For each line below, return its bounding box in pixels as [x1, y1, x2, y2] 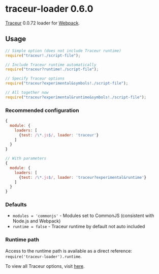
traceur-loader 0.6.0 [5, 3, 93, 15]
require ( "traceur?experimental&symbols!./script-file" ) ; [5, 81, 129, 86]
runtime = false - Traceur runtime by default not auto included [12, 224, 145, 230]
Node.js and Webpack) [12, 218, 61, 224]
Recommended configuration [5, 106, 80, 114]
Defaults [5, 201, 27, 208]
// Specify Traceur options [5, 76, 65, 81]
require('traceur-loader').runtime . [5, 253, 82, 259]
